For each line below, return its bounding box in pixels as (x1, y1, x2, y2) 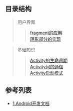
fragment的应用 (29, 30, 62, 36)
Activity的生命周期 (29, 57, 68, 63)
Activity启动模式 (29, 70, 63, 76)
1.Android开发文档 (12, 100, 50, 106)
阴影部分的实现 (29, 36, 61, 42)
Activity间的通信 (29, 63, 63, 69)
